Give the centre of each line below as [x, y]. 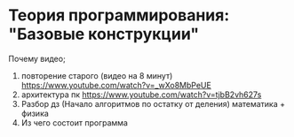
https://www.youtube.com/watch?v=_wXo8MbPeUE [116, 85]
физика [35, 113]
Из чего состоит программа [74, 122]
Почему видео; [37, 58]
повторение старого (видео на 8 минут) [97, 75]
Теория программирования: [119, 15]
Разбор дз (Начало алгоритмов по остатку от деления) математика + [153, 103]
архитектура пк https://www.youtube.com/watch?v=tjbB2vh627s [141, 95]
